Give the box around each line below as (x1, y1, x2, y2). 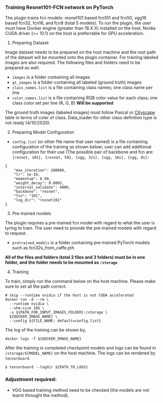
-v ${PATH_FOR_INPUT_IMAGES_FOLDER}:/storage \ (9, 310, 108, 315)
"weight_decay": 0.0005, (14, 181, 64, 186)
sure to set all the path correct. (5, 284, 67, 290)
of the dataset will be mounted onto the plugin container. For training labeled (5, 55, 159, 60)
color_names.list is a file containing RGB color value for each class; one (12, 95, 158, 101)
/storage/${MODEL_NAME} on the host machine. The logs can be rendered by (5, 350, 156, 356)
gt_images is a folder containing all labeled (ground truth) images (12, 79, 142, 85)
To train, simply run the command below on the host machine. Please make (5, 278, 156, 284)
